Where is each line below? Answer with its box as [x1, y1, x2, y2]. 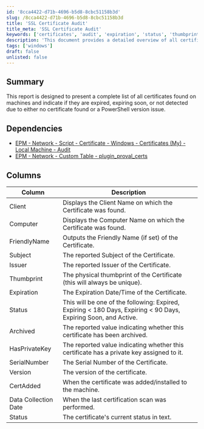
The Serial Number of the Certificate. [63, 358, 168, 367]
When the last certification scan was [63, 396, 167, 404]
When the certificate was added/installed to [63, 378, 187, 386]
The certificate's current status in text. [63, 413, 172, 422]
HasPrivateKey [9, 344, 52, 353]
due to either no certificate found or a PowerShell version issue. [6, 106, 166, 113]
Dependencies [6, 123, 63, 134]
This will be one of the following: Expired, [63, 298, 180, 307]
